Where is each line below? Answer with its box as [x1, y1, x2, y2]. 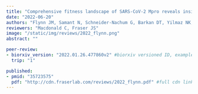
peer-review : [6, 46, 38, 53]
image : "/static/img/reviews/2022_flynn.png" [6, 31, 120, 36]
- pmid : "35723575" [6, 73, 54, 79]
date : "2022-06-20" [6, 14, 54, 20]
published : [6, 68, 33, 74]
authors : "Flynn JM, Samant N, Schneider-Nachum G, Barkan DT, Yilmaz [6, 19, 183, 25]
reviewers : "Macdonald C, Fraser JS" [6, 25, 99, 31]
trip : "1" [11, 57, 35, 63]
